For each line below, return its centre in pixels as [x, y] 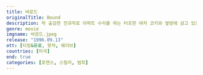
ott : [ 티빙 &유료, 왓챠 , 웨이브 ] [41, 46]
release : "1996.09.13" [35, 40]
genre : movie [23, 29]
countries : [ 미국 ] [28, 51]
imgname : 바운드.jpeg [32, 34]
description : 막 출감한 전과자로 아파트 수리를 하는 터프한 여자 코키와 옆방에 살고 [97, 23]
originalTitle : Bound [34, 18]
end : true [19, 57]
